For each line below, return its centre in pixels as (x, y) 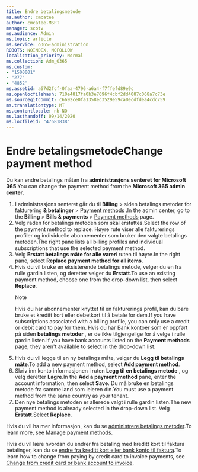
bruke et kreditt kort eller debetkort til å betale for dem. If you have (95, 315)
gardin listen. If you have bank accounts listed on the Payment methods (102, 341)
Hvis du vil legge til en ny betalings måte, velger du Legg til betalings (100, 358)
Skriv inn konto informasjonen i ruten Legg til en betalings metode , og (101, 371)
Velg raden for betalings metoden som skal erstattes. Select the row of (100, 223)
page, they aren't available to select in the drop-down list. (85, 346)
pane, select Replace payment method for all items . (79, 261)
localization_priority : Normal (45, 56)
